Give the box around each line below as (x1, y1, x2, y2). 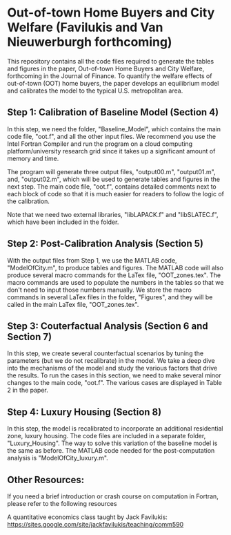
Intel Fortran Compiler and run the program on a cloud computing (7, 140, 193, 148)
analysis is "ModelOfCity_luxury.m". (7, 454, 108, 462)
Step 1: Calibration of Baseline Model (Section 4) (7, 106, 219, 118)
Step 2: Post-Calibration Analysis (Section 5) (7, 238, 204, 250)
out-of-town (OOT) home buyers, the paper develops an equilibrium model (7, 79, 219, 87)
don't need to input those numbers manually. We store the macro (7, 285, 192, 294)
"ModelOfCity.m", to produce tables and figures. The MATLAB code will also (7, 263, 224, 272)
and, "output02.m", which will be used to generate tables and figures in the (7, 175, 221, 183)
